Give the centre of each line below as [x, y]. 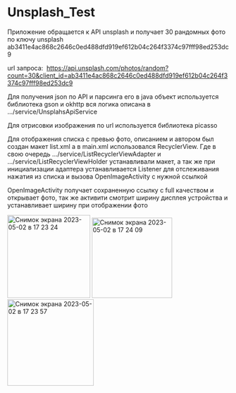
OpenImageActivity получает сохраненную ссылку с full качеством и [111, 190]
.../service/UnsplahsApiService [52, 111]
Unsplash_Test [51, 12]
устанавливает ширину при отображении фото [77, 205]
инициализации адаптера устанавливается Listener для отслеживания [113, 169]
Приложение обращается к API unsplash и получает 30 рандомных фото [117, 32]
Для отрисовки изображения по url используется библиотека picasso [112, 125]
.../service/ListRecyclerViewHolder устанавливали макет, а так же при [111, 161]
